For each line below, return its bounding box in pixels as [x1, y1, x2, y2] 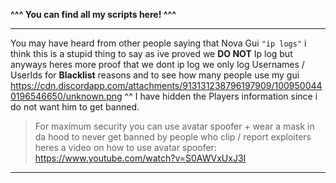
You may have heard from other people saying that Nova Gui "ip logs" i [10, 37, 307, 49]
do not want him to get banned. [10, 101, 140, 113]
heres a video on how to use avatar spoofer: [34, 142, 217, 153]
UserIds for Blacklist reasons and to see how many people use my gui [10, 69, 300, 81]
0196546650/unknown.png [10, 90, 123, 102]
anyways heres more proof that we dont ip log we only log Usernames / [10, 59, 305, 70]
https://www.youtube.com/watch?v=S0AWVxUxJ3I [34, 152, 247, 164]
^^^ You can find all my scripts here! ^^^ [10, 9, 177, 20]
